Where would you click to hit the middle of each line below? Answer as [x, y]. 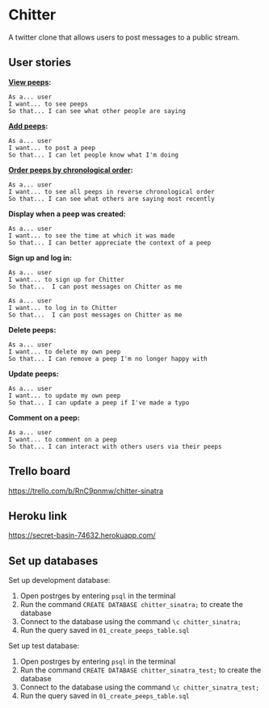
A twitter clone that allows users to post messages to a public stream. [124, 37]
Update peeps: [34, 374]
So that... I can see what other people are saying [97, 111]
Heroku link [38, 515]
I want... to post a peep [52, 148]
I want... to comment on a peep [63, 439]
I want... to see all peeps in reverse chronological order [112, 191]
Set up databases [53, 561]
